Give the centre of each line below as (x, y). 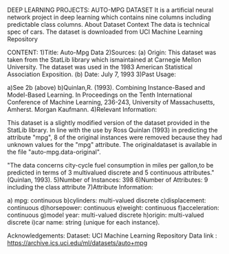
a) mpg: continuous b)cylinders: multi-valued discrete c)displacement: (107, 200)
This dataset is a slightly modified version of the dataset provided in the (109, 123)
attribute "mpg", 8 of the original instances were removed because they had (115, 137)
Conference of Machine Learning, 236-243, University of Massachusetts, (111, 102)
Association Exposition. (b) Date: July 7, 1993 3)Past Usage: (92, 74)
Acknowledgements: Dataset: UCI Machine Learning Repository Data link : (112, 235)
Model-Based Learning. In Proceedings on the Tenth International (100, 95)
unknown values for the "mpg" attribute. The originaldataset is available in (112, 145)
